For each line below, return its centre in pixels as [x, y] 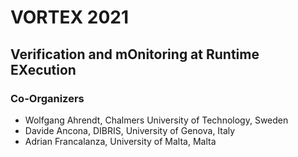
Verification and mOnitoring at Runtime [135, 54]
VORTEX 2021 [69, 17]
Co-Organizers [47, 98]
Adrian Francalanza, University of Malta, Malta [120, 141]
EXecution [43, 69]
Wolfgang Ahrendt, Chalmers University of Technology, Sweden [156, 120]
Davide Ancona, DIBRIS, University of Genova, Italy [130, 130]
